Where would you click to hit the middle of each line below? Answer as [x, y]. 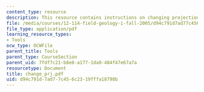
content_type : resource [36, 12]
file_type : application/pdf [42, 29]
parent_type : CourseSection [42, 57]
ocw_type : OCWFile [29, 46]
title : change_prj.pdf [35, 74]
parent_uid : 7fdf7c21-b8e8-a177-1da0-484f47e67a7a [72, 62]
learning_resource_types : [39, 34]
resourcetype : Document [36, 68]
